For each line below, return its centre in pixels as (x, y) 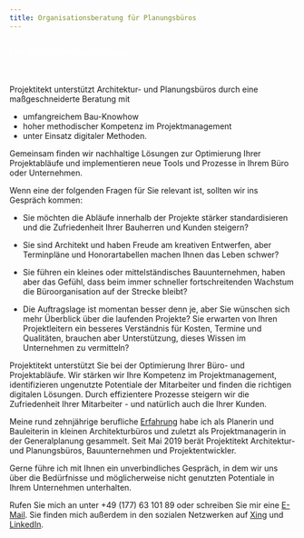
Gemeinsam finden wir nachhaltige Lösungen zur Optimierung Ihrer (135, 153)
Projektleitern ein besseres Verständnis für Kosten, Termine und (142, 328)
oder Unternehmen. (46, 173)
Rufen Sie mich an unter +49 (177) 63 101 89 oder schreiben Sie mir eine (144, 504)
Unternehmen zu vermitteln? (76, 347)
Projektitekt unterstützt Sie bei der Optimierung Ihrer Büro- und (127, 365)
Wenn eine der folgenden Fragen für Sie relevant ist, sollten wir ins (134, 190)
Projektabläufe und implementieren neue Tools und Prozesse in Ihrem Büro (149, 163)
